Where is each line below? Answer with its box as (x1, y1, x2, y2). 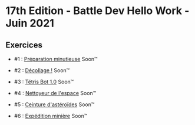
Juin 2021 (5, 16, 54, 30)
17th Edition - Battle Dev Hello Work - (5, 4, 190, 18)
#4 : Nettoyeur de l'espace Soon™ (14, 90, 97, 96)
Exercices (5, 40, 42, 50)
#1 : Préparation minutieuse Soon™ (14, 56, 98, 62)
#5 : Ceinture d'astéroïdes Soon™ (14, 101, 95, 108)
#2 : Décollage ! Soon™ (14, 67, 70, 74)
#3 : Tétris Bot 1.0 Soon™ (14, 78, 74, 85)
